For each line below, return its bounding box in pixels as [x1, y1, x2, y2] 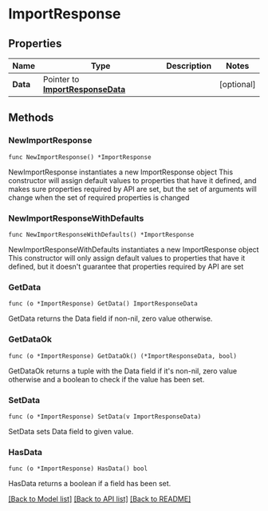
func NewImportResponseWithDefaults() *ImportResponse [8, 230, 195, 238]
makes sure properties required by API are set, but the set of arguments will [8, 184, 257, 194]
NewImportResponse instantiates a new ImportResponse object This [8, 167, 234, 177]
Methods [8, 111, 54, 125]
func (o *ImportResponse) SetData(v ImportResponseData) [8, 413, 202, 421]
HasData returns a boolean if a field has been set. [8, 479, 171, 489]
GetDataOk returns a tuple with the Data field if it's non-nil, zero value [8, 365, 238, 376]
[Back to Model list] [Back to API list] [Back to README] [8, 494, 191, 504]
